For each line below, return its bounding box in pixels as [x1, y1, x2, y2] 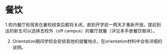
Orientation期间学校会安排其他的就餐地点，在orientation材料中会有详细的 [12, 38, 163, 44]
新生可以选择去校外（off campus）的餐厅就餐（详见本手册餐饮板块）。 [13, 27, 158, 33]
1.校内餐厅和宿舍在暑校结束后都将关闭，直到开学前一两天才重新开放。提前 [5, 22, 157, 27]
